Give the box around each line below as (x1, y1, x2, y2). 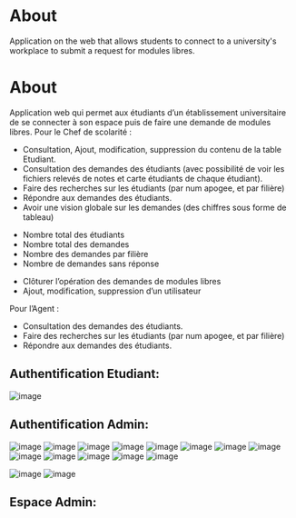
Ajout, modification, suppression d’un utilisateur (22, 285, 202, 296)
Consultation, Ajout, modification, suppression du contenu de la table (22, 144, 281, 154)
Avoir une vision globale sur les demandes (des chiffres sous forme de (22, 202, 287, 213)
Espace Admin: (9, 494, 97, 510)
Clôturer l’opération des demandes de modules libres (22, 275, 222, 286)
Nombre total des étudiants (22, 229, 125, 240)
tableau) (22, 211, 54, 223)
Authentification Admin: (9, 417, 150, 433)
